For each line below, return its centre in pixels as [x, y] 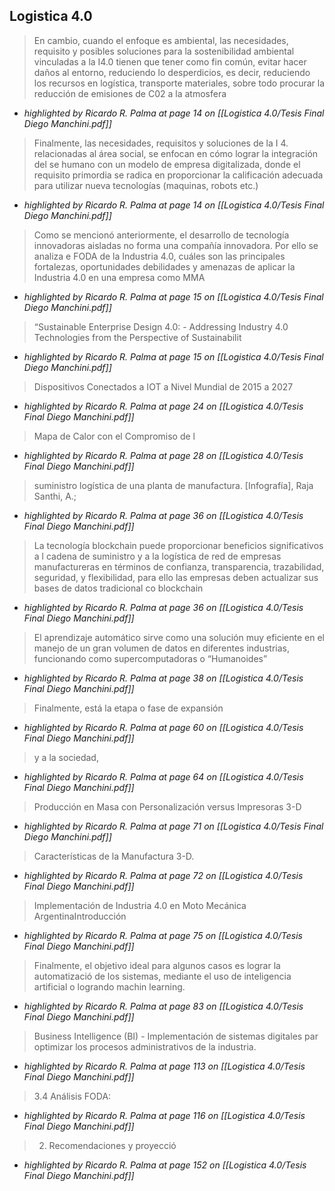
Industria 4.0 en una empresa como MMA [119, 277]
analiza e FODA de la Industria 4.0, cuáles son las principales [159, 256]
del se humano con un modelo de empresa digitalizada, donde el [167, 164]
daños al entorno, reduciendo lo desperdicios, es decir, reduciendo [172, 72]
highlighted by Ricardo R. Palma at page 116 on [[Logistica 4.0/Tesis [164, 1115]
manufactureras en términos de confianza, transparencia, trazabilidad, [179, 566]
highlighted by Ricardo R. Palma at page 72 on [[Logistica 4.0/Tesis [163, 875]
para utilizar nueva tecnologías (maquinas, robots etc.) [146, 185]
